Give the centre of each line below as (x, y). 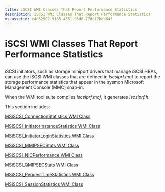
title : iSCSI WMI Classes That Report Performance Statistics (71, 10)
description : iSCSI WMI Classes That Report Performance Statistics (78, 14)
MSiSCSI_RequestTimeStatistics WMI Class (50, 174)
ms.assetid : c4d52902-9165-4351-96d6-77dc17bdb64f (59, 19)
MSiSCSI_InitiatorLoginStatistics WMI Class (50, 136)
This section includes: (28, 107)
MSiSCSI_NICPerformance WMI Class (44, 155)
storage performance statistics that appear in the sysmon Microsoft (75, 82)
